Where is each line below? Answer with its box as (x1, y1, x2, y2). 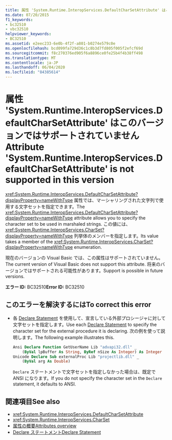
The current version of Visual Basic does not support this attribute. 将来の (5, 261, 161, 267)
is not (110, 163, 134, 175)
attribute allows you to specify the (74, 214, 146, 221)
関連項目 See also (5, 397, 60, 406)
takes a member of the (5, 239, 53, 245)
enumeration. (74, 244, 102, 250)
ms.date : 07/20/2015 (5, 12, 50, 17)
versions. (5, 273, 25, 279)
